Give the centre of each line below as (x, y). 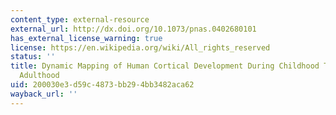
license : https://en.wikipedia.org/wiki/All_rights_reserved (140, 47)
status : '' (33, 57)
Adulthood (39, 76)
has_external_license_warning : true (86, 38)
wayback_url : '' (44, 94)
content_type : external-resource (80, 19)
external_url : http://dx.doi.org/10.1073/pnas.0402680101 (133, 29)
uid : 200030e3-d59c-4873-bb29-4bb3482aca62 (102, 85)
